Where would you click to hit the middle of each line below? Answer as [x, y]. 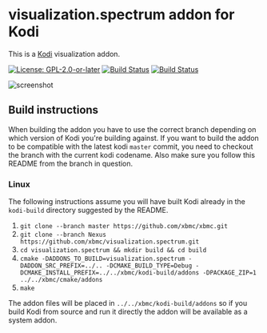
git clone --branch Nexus [63, 235]
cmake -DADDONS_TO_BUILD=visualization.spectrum [102, 259]
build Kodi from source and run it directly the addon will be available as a [128, 312]
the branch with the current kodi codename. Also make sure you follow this [132, 154]
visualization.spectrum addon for [122, 15]
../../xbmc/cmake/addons [61, 280]
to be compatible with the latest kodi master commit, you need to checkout [131, 146]
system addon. [33, 320]
